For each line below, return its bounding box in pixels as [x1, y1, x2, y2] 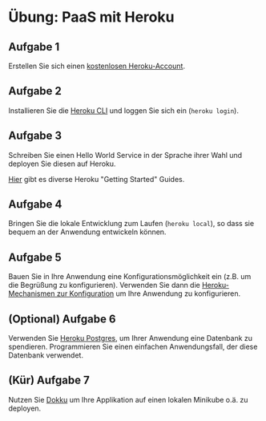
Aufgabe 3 [8, 129, 62, 143]
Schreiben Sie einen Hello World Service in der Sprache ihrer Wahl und [8, 150, 243, 160]
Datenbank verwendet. [8, 350, 84, 360]
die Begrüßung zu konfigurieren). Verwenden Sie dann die [8, 281, 200, 290]
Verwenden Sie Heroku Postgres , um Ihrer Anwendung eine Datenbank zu [8, 334, 253, 343]
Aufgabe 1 [8, 40, 60, 54]
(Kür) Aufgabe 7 [8, 374, 90, 387]
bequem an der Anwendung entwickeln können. [8, 227, 167, 237]
